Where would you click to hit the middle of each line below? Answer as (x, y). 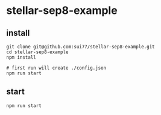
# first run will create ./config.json (56, 68)
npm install (21, 57)
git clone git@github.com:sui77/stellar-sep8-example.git (80, 47)
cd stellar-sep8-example (37, 52)
